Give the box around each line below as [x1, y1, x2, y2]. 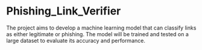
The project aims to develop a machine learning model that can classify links [6, 24, 197, 31]
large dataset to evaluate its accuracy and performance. [6, 37, 146, 44]
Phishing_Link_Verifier [6, 4, 121, 18]
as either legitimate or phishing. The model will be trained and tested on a [6, 30, 189, 37]
